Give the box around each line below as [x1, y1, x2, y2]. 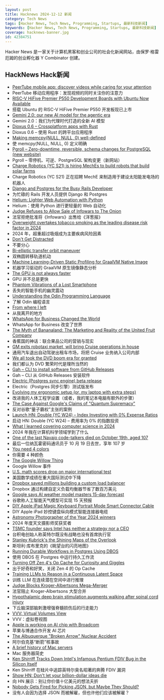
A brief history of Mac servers [12, 644, 73, 650]
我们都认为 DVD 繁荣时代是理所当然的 [12, 361, 89, 367]
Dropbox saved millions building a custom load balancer [12, 480, 125, 486]
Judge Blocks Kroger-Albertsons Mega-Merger [12, 582, 108, 588]
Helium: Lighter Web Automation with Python [12, 197, 103, 203]
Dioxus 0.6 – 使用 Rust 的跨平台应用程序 [12, 129, 93, 135]
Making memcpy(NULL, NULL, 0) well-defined [12, 135, 106, 141]
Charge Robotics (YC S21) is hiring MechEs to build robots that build [12, 163, 150, 169]
